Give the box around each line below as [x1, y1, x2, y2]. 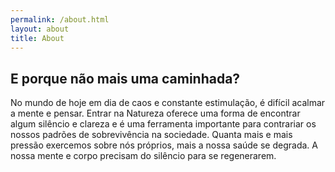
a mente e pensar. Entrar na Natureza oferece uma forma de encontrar [10, 107, 301, 120]
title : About [10, 33, 65, 43]
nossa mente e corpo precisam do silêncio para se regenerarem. [10, 150, 277, 162]
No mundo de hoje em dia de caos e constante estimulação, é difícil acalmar [10, 97, 326, 109]
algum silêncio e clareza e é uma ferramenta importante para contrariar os [10, 118, 317, 130]
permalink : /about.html [10, 14, 110, 25]
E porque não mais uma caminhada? [10, 70, 241, 87]
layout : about [10, 24, 70, 34]
